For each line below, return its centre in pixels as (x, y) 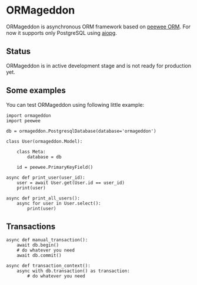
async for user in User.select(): (59, 203)
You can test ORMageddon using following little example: (75, 104)
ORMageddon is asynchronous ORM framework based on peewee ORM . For (98, 27)
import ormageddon (29, 116)
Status (19, 52)
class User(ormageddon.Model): (44, 141)
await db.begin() (38, 245)
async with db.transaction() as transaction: (74, 271)
